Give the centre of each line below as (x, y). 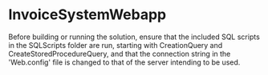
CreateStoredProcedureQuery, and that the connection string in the (120, 53)
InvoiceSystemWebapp (87, 15)
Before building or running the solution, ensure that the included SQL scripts (134, 37)
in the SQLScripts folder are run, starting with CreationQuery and (116, 45)
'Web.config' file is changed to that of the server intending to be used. (124, 62)
